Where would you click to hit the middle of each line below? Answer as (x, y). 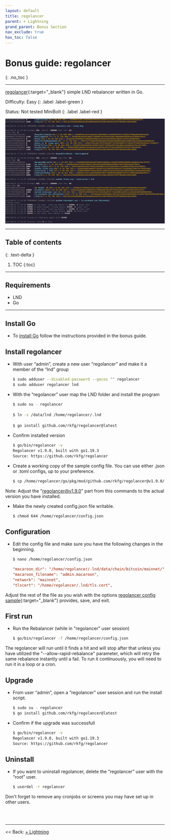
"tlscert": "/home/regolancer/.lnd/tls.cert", (62, 585)
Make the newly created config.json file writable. (63, 506)
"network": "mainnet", (36, 580)
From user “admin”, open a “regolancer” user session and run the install (87, 693)
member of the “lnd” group (41, 369)
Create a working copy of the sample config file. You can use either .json (89, 466)
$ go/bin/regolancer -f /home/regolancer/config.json (70, 638)
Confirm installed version (39, 435)
